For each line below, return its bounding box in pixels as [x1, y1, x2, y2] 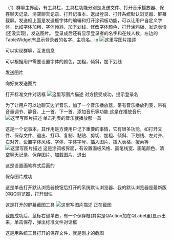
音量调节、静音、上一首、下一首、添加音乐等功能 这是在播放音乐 [5, 108, 141, 115]
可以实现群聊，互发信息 [5, 48, 55, 53]
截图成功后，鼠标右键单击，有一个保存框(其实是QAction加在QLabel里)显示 [5, 213, 162, 218]
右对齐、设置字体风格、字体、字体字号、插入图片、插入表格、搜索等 [5, 139, 149, 145]
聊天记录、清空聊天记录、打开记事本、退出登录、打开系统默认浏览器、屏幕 [9, 11, 167, 17]
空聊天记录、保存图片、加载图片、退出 [5, 152, 86, 158]
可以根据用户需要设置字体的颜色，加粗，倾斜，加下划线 [5, 59, 122, 64]
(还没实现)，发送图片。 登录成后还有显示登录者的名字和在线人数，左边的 [5, 30, 158, 36]
